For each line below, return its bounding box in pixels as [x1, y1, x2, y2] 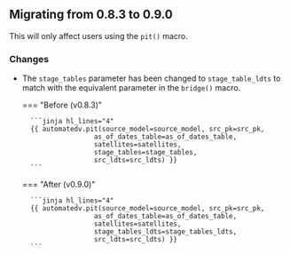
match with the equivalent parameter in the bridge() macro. [21, 83, 241, 93]
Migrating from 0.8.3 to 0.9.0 [9, 7, 173, 22]
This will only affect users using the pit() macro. [9, 30, 189, 41]
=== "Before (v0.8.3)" [21, 99, 103, 110]
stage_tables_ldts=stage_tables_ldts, [93, 227, 238, 236]
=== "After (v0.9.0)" [21, 179, 96, 190]
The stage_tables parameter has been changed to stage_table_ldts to [21, 73, 281, 83]
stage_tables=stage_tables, [93, 148, 198, 157]
